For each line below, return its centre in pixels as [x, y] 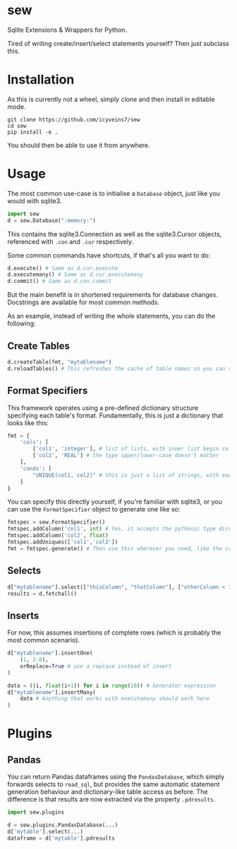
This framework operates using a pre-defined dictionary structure [103, 408]
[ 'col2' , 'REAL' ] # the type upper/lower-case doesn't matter [126, 456]
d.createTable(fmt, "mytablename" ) [60, 362]
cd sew [17, 126]
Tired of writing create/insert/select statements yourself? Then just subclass [118, 43]
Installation [41, 80]
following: [22, 323]
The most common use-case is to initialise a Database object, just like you [114, 193]
